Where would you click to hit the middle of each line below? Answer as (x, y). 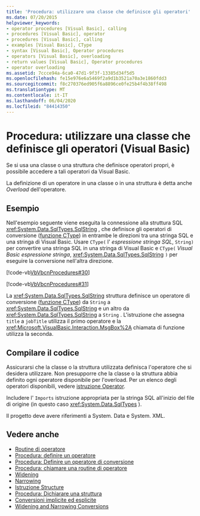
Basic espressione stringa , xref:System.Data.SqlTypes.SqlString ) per (92, 254)
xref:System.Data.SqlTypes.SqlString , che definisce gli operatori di (89, 229)
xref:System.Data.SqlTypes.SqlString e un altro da (68, 308)
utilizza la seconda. (30, 334)
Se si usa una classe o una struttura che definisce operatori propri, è (90, 165)
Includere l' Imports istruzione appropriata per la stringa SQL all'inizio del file (100, 398)
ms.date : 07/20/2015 (32, 17)
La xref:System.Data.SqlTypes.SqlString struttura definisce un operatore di (98, 296)
